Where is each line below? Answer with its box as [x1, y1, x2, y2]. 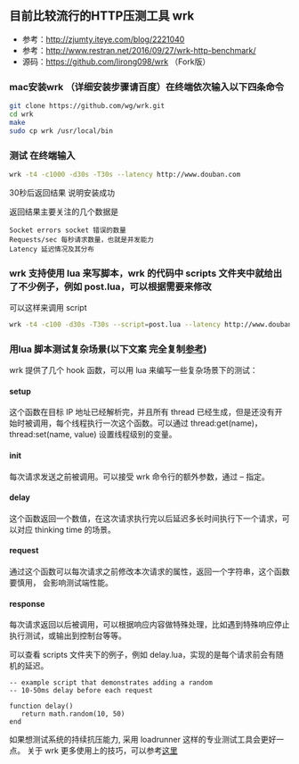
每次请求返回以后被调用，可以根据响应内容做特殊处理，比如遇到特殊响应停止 [9, 619, 290, 630]
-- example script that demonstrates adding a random [9, 678, 214, 687]
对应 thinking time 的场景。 [16, 524, 116, 535]
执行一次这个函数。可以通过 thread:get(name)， [86, 418, 263, 428]
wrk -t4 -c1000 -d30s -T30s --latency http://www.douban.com [9, 170, 241, 179]
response [9, 598, 45, 609]
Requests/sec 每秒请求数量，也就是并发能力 [9, 235, 154, 244]
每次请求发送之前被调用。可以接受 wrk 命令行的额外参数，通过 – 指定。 [9, 471, 270, 482]
